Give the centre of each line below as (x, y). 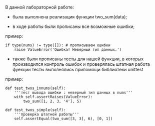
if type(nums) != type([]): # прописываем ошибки (58, 45)
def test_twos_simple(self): (35, 110)
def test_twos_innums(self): (35, 88)
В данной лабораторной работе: (39, 7)
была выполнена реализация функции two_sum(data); (70, 17)
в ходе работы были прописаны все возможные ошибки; (73, 26)
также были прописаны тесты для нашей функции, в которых (78, 59)
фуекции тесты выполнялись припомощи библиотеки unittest (78, 69)
